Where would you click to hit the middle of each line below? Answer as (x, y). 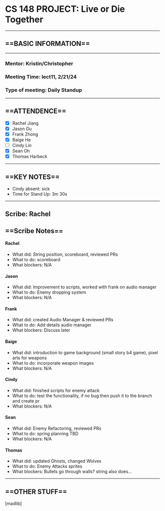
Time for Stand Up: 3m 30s (40, 194)
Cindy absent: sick (31, 189)
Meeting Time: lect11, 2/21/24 (41, 76)
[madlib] (14, 503)
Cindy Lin (22, 145)
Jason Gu (22, 129)
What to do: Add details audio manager (52, 325)
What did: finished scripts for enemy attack (56, 390)
